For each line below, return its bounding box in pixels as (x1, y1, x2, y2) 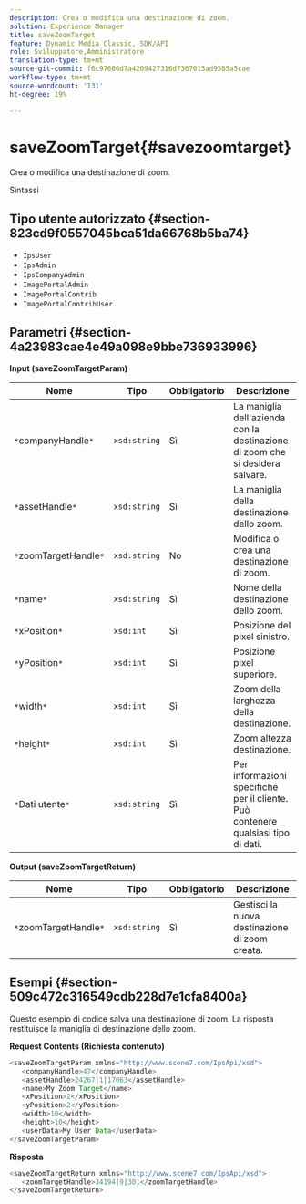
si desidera (233, 457, 280, 470)
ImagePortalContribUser (22, 300, 114, 309)
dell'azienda (233, 411, 286, 424)
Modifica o (233, 533, 280, 545)
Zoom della (233, 683, 281, 696)
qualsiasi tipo (233, 826, 290, 839)
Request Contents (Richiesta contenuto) (9, 1041, 166, 1052)
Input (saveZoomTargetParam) (9, 363, 128, 374)
